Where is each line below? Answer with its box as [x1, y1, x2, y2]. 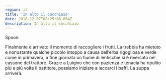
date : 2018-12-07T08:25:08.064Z [5, 16, 72, 21]
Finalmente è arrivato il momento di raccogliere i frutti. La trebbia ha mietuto [5, 44, 161, 50]
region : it [5, 7, 28, 12]
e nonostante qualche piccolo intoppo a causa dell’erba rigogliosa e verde [5, 49, 157, 55]
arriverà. [5, 70, 23, 77]
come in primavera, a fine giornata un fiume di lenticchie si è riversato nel [5, 55, 156, 61]
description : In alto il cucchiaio [5, 21, 79, 26]
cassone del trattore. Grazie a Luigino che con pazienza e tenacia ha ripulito [5, 60, 161, 66]
